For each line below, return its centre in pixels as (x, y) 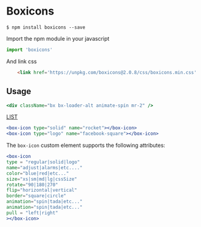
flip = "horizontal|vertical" (42, 190)
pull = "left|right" (32, 213)
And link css (22, 61)
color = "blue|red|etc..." (38, 173)
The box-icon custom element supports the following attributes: (86, 145)
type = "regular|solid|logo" (43, 162)
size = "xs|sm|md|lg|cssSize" (42, 179)
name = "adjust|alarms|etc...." (45, 168)
